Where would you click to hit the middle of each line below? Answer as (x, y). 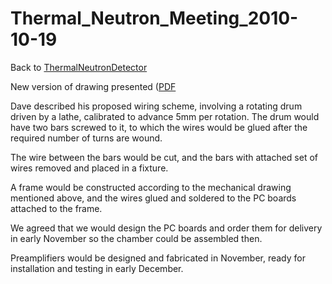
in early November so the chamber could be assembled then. (136, 238)
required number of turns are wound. (86, 138)
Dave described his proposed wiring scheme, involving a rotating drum (156, 106)
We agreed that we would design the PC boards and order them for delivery (166, 228)
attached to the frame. (56, 208)
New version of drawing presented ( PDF (93, 86)
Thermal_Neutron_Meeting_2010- (154, 18)
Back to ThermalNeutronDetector (79, 67)
